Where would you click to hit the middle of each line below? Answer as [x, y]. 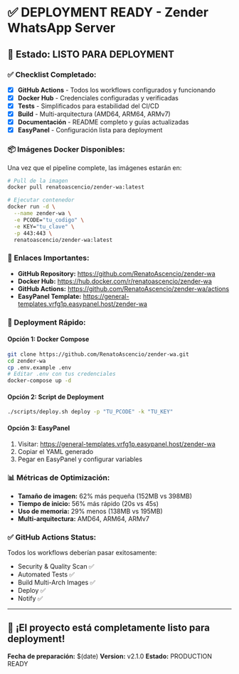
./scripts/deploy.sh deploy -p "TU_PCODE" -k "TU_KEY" [90, 412]
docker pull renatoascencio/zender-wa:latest [76, 187]
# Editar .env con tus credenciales [62, 374]
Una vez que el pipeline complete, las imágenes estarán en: [95, 167]
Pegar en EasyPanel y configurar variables [80, 459]
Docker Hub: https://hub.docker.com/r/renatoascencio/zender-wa [115, 281]
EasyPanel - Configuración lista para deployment [90, 130]
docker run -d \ [31, 207]
